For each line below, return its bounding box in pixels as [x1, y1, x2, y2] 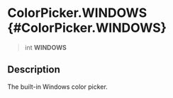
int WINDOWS [24, 43, 67, 51]
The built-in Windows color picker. [7, 82, 108, 91]
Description [7, 63, 60, 75]
